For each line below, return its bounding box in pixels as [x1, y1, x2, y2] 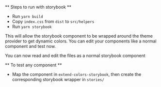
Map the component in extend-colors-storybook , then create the [12, 72, 142, 77]
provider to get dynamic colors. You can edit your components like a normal [5, 38, 157, 44]
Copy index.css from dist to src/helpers [12, 19, 95, 24]
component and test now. [5, 43, 56, 49]
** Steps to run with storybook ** [5, 4, 72, 10]
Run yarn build [12, 14, 43, 19]
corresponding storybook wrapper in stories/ [12, 77, 104, 82]
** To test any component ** [5, 62, 62, 68]
